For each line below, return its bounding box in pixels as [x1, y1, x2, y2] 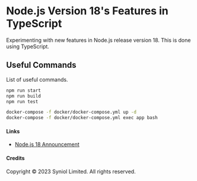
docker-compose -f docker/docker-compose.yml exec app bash [6, 115, 158, 121]
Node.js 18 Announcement [14, 141, 80, 148]
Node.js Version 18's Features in [6, 4, 169, 18]
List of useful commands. [6, 76, 68, 83]
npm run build [6, 93, 42, 99]
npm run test [6, 98, 39, 105]
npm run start [6, 88, 42, 93]
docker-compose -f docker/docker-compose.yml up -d [6, 109, 136, 116]
